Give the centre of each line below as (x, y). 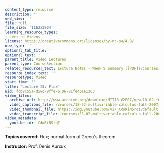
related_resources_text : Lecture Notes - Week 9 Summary (64, 69)
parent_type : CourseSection (34, 64)
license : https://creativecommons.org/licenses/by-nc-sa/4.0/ (70, 41)
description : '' (21, 14)
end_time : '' (18, 19)
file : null (16, 23)
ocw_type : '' (18, 46)
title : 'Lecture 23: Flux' (32, 86)
